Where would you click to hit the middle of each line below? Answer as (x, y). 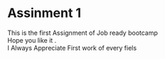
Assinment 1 (44, 13)
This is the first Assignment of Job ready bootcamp (83, 33)
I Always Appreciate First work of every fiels (72, 48)
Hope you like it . (32, 40)
